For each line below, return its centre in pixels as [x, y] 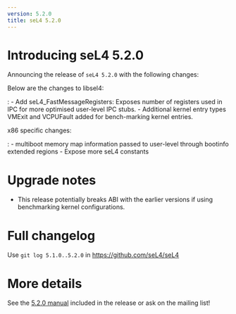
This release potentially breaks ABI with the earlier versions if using [115, 200]
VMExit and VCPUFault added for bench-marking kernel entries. [100, 117]
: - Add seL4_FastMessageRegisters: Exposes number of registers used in [115, 102]
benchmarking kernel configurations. [71, 207]
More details [45, 283]
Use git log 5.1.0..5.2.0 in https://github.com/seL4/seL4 [93, 255]
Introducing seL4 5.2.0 [76, 55]
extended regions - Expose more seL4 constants [78, 151]
